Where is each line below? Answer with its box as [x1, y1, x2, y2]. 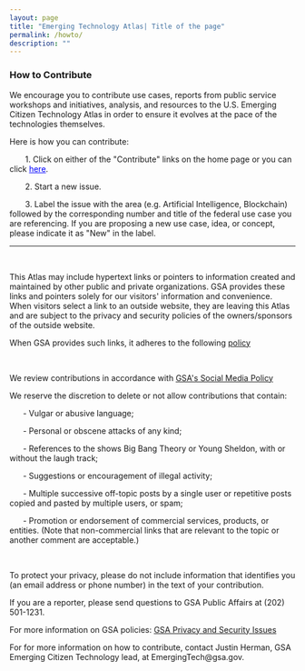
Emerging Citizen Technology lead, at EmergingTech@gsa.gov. [9, 651, 245, 662]
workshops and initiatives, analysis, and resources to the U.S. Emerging [9, 99, 277, 110]
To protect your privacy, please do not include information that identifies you [9, 569, 296, 580]
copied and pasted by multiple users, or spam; [9, 497, 183, 508]
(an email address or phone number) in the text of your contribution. [9, 579, 265, 590]
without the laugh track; [9, 452, 98, 464]
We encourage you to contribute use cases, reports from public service [9, 89, 277, 100]
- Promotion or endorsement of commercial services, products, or [22, 515, 270, 526]
